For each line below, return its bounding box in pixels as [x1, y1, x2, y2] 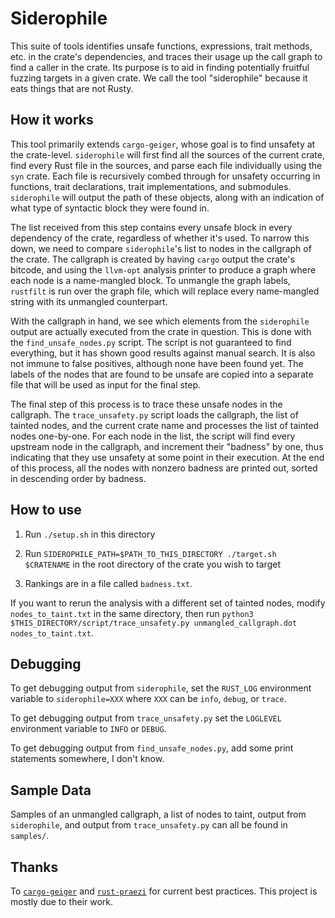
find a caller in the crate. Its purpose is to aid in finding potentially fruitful [10, 61, 310, 73]
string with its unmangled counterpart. [10, 295, 168, 307]
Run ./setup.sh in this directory [24, 528, 156, 540]
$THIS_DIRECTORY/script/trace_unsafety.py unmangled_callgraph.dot [10, 618, 298, 628]
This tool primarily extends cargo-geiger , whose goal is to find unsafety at [10, 138, 316, 150]
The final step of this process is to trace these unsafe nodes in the [10, 398, 283, 410]
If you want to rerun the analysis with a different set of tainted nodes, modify [10, 597, 326, 609]
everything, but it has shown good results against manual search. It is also [10, 347, 316, 359]
